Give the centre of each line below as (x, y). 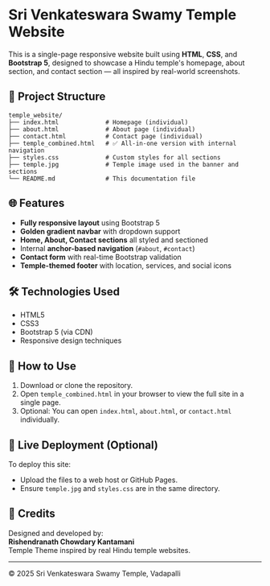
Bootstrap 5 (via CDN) (57, 332)
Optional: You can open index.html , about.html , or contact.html (126, 411)
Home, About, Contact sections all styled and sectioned (114, 240)
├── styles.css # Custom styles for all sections (115, 157)
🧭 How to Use (42, 366)
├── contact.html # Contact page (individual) (106, 136)
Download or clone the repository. (76, 386)
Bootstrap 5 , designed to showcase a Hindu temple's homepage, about (127, 63)
